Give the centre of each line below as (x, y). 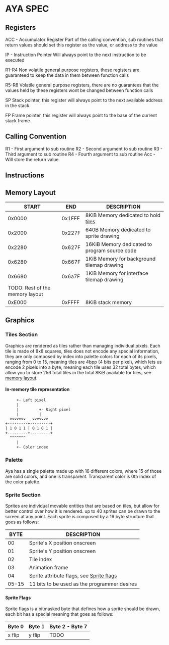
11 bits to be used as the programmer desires (83, 584)
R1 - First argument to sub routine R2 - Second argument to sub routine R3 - (84, 148)
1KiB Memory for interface (117, 273)
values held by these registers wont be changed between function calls (79, 90)
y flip (34, 635)
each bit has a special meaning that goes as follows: (59, 614)
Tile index (40, 560)
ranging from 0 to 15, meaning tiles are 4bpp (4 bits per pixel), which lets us (83, 362)
